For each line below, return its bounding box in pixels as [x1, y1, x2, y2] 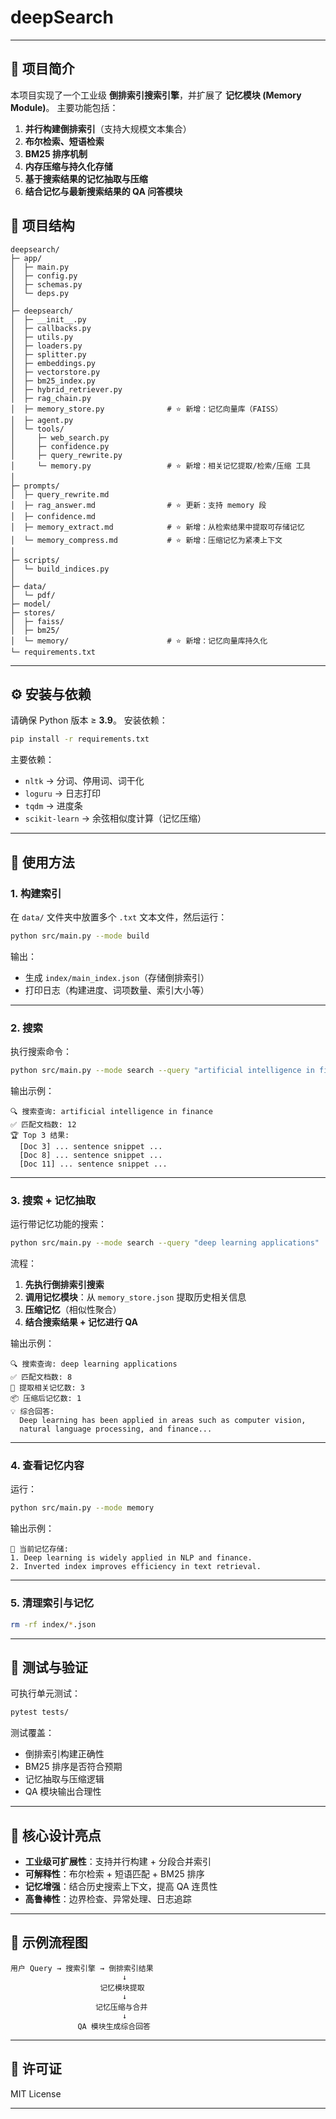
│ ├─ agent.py [10, 415, 74, 425]
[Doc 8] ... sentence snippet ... [19, 1150, 163, 1160]
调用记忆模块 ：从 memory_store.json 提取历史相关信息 [24, 1291, 247, 1303]
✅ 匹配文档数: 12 [10, 1119, 77, 1130]
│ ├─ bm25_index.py [10, 376, 97, 386]
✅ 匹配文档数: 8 [10, 1372, 73, 1383]
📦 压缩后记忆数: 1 [10, 1394, 82, 1404]
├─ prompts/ [10, 481, 60, 491]
